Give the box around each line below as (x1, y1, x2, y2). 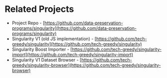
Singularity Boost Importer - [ (11, 46, 72, 52)
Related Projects (4, 3, 74, 15)
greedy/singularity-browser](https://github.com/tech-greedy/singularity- (11, 62, 161, 68)
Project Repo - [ (11, 20, 45, 26)
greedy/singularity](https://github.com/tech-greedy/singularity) (11, 41, 143, 47)
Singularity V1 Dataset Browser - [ (11, 57, 82, 63)
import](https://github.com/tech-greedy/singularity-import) (11, 51, 134, 58)
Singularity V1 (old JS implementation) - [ (11, 36, 97, 42)
